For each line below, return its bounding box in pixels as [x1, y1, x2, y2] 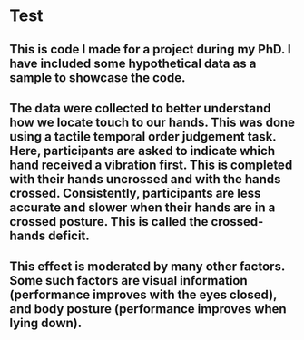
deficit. [48, 228, 91, 243]
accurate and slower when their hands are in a [9, 199, 276, 215]
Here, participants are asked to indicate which [9, 142, 275, 159]
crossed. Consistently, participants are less [9, 185, 261, 200]
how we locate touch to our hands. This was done [9, 114, 296, 130]
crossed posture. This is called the [9, 214, 209, 229]
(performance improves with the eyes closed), [9, 287, 278, 303]
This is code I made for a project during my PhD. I [9, 42, 292, 57]
